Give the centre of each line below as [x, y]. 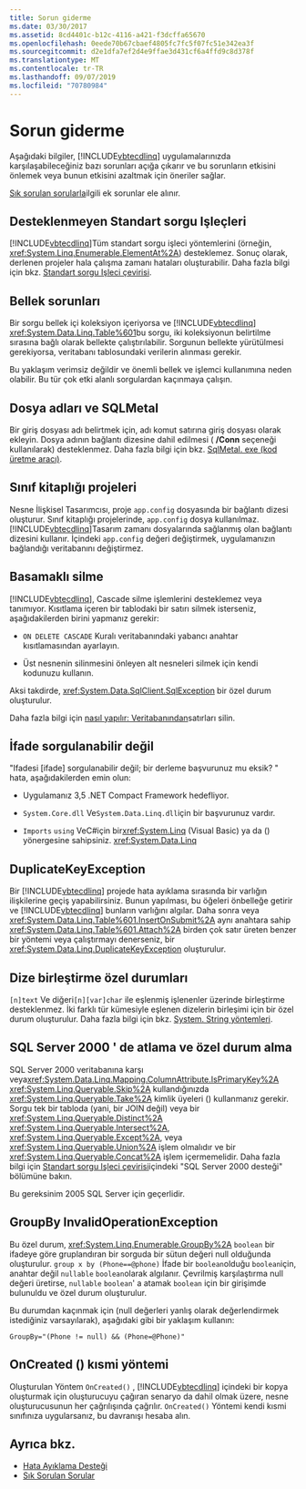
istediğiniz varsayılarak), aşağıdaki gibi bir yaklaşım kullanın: [122, 1320]
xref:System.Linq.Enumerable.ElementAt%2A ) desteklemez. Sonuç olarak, [149, 253]
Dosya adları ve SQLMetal [84, 408]
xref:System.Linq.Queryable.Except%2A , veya [96, 1137]
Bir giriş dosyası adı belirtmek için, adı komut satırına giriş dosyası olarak [145, 430]
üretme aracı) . [36, 459]
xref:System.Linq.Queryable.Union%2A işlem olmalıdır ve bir [123, 1147]
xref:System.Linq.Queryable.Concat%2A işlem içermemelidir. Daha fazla [145, 1157]
